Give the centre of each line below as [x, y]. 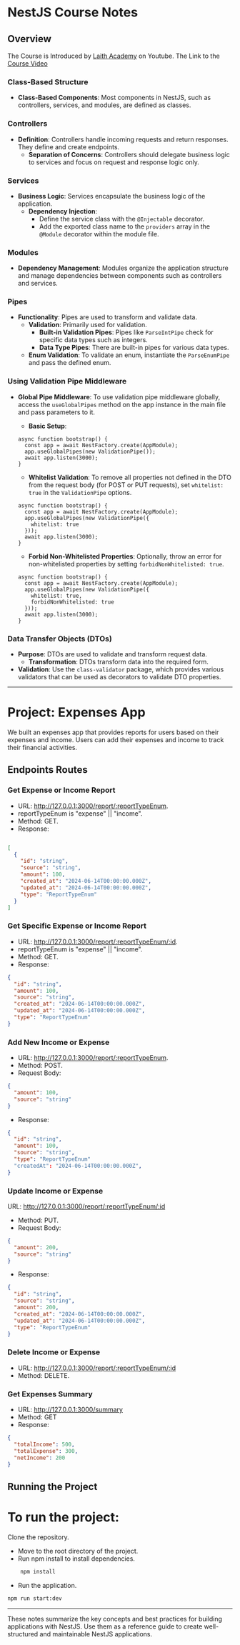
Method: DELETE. [44, 1375]
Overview [30, 39]
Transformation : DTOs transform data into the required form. [119, 662]
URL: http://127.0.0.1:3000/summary [70, 1410]
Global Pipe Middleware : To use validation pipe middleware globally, [119, 396]
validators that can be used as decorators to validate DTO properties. [119, 677]
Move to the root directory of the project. [78, 1551]
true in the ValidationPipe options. [80, 492]
